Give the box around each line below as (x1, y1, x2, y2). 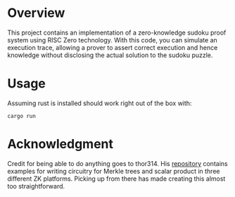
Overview (7, 5, 65, 21)
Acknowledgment (7, 136, 114, 153)
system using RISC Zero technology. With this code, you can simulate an (7, 35, 218, 44)
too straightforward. (7, 181, 65, 190)
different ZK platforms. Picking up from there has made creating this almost (7, 174, 226, 183)
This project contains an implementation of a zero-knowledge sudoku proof (7, 28, 227, 37)
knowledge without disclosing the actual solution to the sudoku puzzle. (7, 51, 213, 59)
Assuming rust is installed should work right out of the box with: (7, 99, 192, 107)
